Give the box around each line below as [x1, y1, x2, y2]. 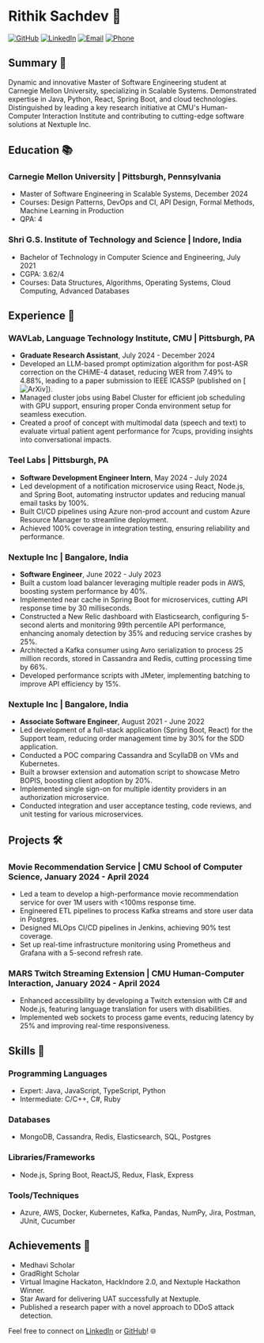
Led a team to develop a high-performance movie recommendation [19, 890, 239, 898]
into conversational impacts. [19, 435, 112, 445]
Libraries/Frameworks [8, 1152, 96, 1163]
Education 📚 [8, 143, 74, 157]
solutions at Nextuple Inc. [8, 119, 92, 129]
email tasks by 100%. [19, 498, 89, 507]
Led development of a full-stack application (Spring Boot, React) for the [19, 725, 253, 735]
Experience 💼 [8, 309, 75, 323]
